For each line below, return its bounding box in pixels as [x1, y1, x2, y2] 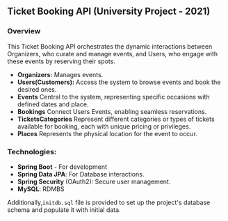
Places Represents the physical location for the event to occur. [17, 129, 198, 138]
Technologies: [7, 147, 57, 156]
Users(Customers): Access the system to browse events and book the [17, 78, 221, 86]
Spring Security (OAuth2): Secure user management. [17, 177, 171, 186]
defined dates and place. [17, 100, 89, 108]
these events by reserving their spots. [7, 57, 116, 65]
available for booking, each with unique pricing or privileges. [17, 122, 191, 131]
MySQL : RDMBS [17, 184, 65, 193]
